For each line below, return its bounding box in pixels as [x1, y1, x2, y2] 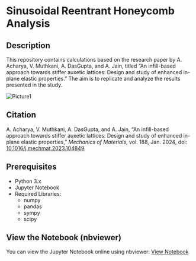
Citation [6, 110, 37, 120]
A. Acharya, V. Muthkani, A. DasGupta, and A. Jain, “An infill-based [6, 126, 169, 133]
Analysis [6, 17, 50, 30]
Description [6, 40, 50, 50]
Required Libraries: [14, 190, 62, 197]
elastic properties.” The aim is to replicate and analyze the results [21, 75, 181, 82]
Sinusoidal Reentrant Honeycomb [6, 4, 175, 18]
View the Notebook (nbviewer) [6, 233, 122, 243]
